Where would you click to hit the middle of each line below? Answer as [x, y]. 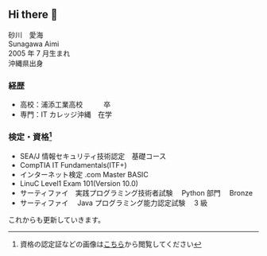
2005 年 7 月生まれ [39, 53]
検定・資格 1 [30, 137]
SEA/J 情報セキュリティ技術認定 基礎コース [93, 156]
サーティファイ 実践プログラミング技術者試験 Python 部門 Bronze [136, 192]
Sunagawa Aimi [34, 44]
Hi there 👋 [33, 15]
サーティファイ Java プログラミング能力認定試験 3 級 [114, 203]
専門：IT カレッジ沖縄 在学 [66, 114]
